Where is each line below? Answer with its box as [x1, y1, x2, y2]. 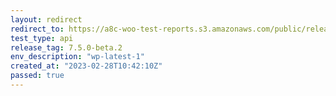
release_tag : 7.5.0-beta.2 [10, 42, 123, 53]
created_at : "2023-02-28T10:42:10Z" [10, 61, 163, 71]
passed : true [10, 71, 65, 81]
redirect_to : [10, 24, 65, 34]
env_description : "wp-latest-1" [10, 52, 145, 62]
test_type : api [10, 33, 74, 43]
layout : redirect [10, 14, 83, 25]
